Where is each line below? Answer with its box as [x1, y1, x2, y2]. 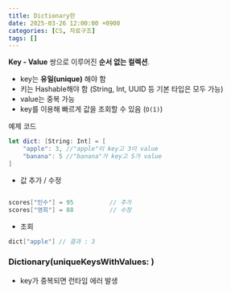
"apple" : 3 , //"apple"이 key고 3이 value [23, 145, 159, 153]
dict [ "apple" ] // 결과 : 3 [8, 238, 96, 246]
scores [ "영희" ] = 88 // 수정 [8, 206, 132, 214]
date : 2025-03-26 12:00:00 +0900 [8, 19, 121, 27]
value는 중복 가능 [19, 94, 75, 104]
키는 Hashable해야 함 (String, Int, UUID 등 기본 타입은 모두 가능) [19, 84, 224, 94]
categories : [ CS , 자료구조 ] [8, 26, 96, 35]
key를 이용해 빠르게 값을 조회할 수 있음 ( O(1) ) [19, 104, 163, 114]
